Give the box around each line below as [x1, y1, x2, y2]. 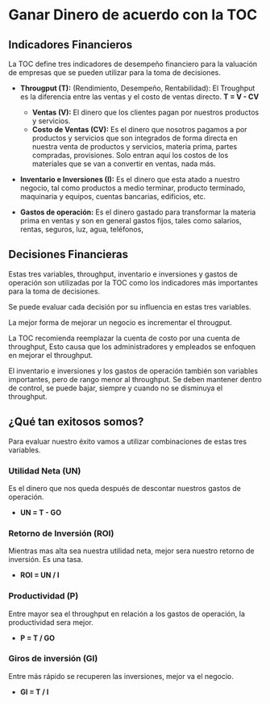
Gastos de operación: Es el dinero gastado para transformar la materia [19, 207, 256, 217]
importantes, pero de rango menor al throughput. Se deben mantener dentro [8, 374, 262, 384]
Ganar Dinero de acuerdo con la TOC [8, 6, 258, 24]
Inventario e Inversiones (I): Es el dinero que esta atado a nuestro [19, 175, 240, 184]
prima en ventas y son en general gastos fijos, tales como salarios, [19, 216, 242, 225]
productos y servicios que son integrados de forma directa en [31, 133, 238, 143]
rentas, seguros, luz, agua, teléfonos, [19, 224, 143, 234]
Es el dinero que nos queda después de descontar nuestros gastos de [8, 483, 242, 493]
